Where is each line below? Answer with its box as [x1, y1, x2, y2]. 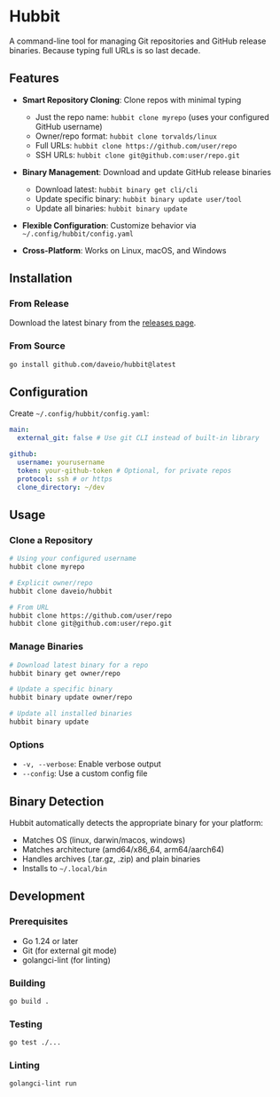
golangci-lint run [9, 1079, 77, 1088]
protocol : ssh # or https [17, 474, 113, 484]
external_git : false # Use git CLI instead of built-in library [17, 434, 260, 443]
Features [9, 71, 59, 86]
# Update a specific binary [9, 685, 113, 694]
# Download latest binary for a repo [9, 661, 149, 669]
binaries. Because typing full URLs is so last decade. [9, 44, 201, 55]
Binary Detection [9, 794, 105, 809]
